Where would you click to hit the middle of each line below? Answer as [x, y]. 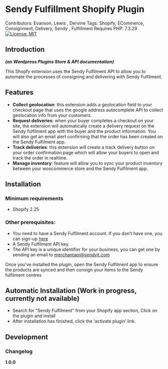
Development [27, 337]
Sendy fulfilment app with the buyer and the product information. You [84, 131]
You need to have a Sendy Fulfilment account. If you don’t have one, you [88, 233]
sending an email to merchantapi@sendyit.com [61, 255]
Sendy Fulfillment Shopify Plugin [75, 9]
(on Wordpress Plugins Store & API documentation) [60, 62]
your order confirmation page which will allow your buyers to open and [86, 152]
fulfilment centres [23, 275]
